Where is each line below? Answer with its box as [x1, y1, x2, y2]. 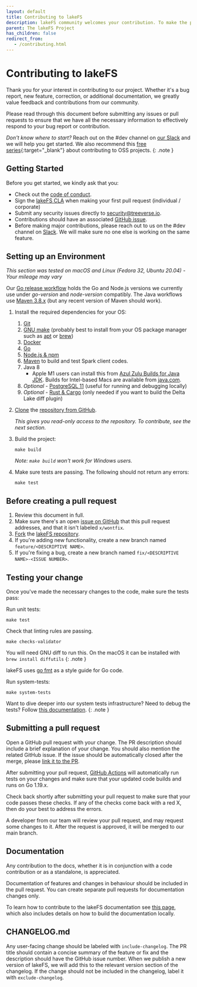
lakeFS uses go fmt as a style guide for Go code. [6, 667, 124, 674]
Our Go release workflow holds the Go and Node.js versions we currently [6, 285, 183, 292]
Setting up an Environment [6, 251, 106, 262]
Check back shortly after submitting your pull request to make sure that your [6, 793, 191, 800]
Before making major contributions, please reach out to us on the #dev [14, 222, 186, 229]
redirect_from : [6, 36, 43, 42]
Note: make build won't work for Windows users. [14, 457, 133, 464]
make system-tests [6, 690, 51, 696]
